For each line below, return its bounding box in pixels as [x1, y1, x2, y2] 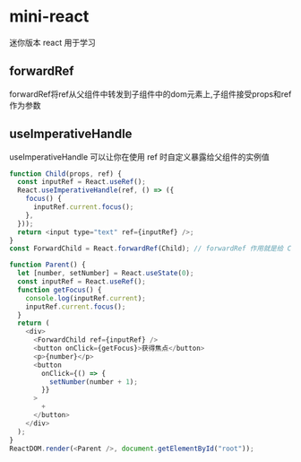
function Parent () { [9, 260, 87, 270]
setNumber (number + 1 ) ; [48, 377, 139, 387]
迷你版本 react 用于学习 [9, 37, 96, 48]
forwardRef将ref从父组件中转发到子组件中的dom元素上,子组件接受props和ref [9, 88, 292, 100]
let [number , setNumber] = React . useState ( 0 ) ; [17, 269, 194, 278]
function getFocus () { [17, 285, 102, 294]
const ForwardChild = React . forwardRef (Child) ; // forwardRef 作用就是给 [9, 244, 284, 253]
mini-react [9, 6, 90, 27]
